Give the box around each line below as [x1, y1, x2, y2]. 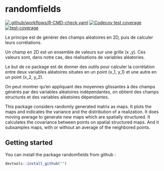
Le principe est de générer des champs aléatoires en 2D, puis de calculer [5, 34, 153, 40]
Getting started [5, 139, 53, 147]
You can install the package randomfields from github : [5, 151, 116, 157]
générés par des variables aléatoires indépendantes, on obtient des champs [5, 89, 159, 95]
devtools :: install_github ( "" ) [5, 161, 67, 166]
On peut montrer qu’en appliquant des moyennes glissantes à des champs [5, 83, 156, 89]
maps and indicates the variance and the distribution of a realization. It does [5, 109, 159, 115]
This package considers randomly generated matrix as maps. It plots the [5, 103, 152, 109]
